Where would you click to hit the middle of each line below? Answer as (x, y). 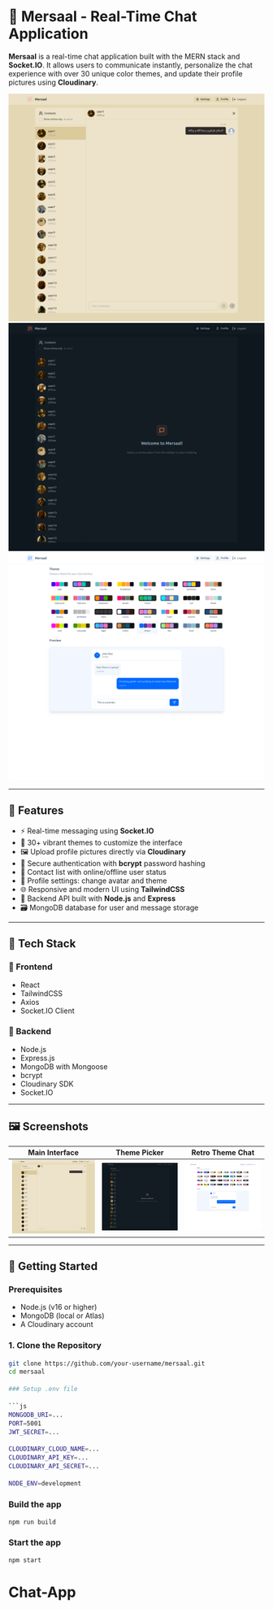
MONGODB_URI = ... (36, 1415)
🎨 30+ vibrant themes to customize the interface (101, 842)
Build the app (35, 1504)
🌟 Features (36, 811)
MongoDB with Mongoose (64, 1066)
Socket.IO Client (47, 1011)
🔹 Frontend (30, 967)
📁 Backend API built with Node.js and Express (98, 898)
